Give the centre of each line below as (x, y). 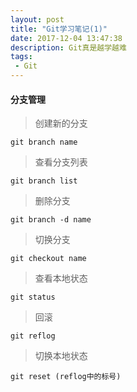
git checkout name (48, 259)
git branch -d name (51, 220)
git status (33, 297)
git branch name (44, 142)
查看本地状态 (61, 278)
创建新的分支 (61, 123)
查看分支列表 (61, 162)
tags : (21, 57)
